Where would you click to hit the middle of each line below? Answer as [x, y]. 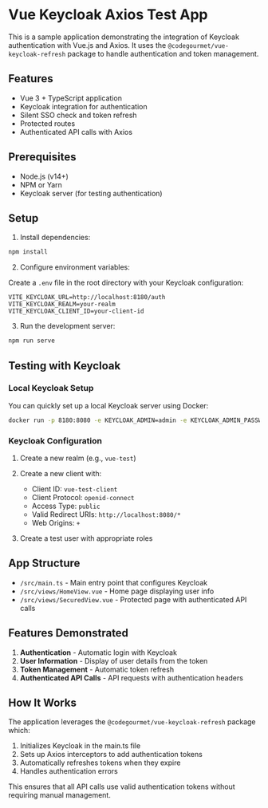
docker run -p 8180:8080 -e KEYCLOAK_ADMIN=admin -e [98, 420]
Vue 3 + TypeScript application [71, 98]
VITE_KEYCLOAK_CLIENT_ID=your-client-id [77, 311]
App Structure [44, 564]
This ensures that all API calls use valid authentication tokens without [122, 786]
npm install [28, 252]
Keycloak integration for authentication [83, 106]
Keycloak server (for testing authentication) [91, 193]
